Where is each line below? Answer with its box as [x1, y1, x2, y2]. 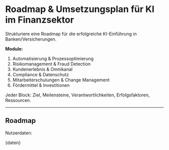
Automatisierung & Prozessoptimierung [12, 55, 94, 61]
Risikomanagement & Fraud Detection [12, 61, 91, 67]
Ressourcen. [5, 97, 31, 103]
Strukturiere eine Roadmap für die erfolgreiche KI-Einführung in [5, 31, 137, 37]
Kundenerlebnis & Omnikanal [12, 66, 73, 72]
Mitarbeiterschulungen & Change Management [12, 77, 110, 83]
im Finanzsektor [5, 14, 74, 26]
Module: [5, 46, 23, 52]
